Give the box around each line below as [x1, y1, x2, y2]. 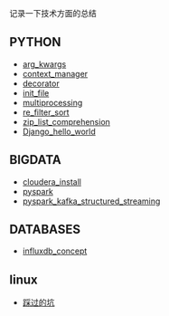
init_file [22, 87, 50, 98]
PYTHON [9, 34, 61, 50]
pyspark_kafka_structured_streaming [22, 196, 161, 206]
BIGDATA [9, 152, 61, 168]
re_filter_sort [22, 107, 70, 118]
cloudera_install [22, 176, 81, 187]
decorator [22, 78, 61, 89]
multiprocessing [22, 97, 83, 108]
